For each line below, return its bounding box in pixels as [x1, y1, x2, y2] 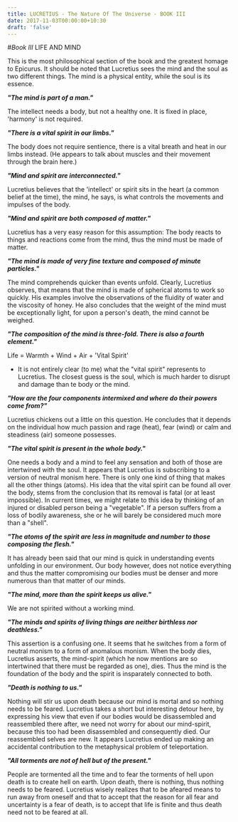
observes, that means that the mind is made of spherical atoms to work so [7, 286, 225, 294]
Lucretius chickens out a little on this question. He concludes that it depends [7, 415, 232, 424]
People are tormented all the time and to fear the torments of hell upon [7, 770, 214, 779]
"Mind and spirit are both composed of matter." [7, 214, 151, 223]
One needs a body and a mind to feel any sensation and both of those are [7, 458, 222, 467]
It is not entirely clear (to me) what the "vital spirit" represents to [17, 365, 206, 374]
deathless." [7, 625, 43, 634]
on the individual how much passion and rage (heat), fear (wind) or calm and [7, 423, 232, 432]
